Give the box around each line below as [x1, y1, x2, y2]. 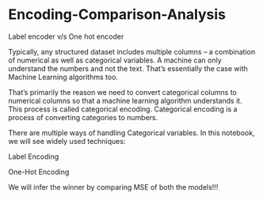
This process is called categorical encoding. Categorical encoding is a [8, 104, 238, 114]
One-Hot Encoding [8, 167, 70, 176]
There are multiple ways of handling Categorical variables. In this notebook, [8, 128, 255, 138]
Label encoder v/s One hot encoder [8, 32, 124, 41]
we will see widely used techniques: [8, 136, 126, 145]
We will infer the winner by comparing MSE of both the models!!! [8, 182, 219, 191]
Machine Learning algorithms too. [8, 72, 119, 81]
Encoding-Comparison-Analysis [8, 6, 226, 24]
